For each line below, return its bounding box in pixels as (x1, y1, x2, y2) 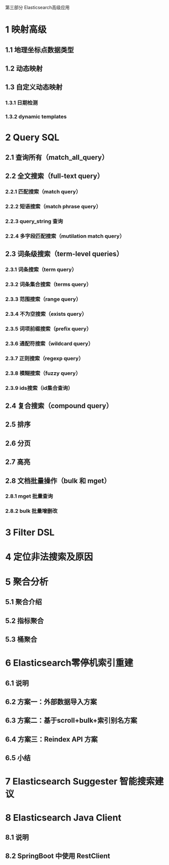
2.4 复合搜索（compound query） (5, 401, 113, 410)
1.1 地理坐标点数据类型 (5, 45, 74, 54)
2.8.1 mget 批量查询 (5, 493, 53, 500)
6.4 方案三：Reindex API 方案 (5, 735, 98, 743)
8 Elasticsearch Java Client (5, 812, 122, 823)
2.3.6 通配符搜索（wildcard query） (5, 340, 94, 347)
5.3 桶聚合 (5, 635, 37, 644)
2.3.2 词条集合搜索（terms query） (5, 281, 92, 288)
